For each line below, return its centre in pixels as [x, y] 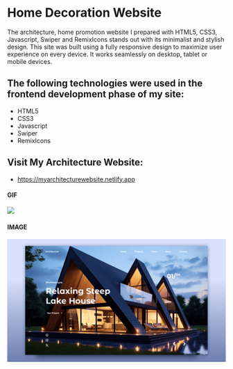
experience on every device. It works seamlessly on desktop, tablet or [107, 54]
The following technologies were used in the [105, 84]
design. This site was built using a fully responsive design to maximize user [115, 47]
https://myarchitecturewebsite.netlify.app [76, 179]
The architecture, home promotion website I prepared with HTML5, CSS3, [112, 32]
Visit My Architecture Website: [75, 162]
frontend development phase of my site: [96, 94]
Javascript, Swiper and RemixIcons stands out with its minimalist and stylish [116, 39]
